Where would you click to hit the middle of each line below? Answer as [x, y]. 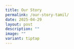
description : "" [22, 29]
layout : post [19, 24]
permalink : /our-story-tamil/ [37, 15]
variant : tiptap [22, 39]
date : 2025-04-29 [24, 19]
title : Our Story [24, 10]
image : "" [16, 34]
